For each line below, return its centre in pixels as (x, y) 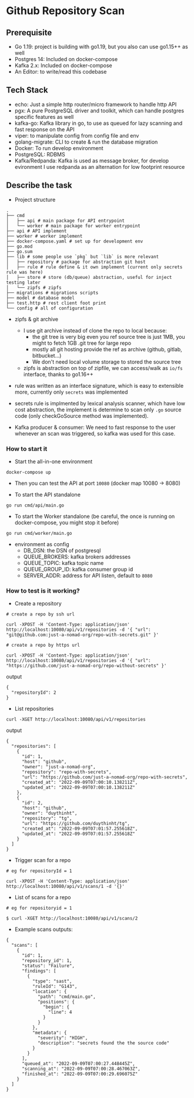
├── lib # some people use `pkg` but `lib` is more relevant (83, 257)
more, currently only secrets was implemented (71, 392)
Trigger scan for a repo (43, 860)
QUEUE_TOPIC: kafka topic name (63, 563)
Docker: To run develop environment (59, 148)
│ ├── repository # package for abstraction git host (76, 262)
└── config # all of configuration (50, 308)
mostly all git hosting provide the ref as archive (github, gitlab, (107, 349)
